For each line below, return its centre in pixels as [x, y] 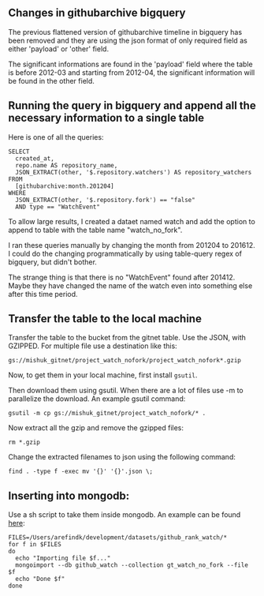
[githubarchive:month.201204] [65, 186]
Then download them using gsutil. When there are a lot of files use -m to [126, 391]
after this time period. [43, 294]
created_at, [35, 158]
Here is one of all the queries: [56, 137]
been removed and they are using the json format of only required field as [128, 40]
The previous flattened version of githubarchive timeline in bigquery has [125, 32]
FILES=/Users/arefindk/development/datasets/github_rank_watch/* [117, 538]
